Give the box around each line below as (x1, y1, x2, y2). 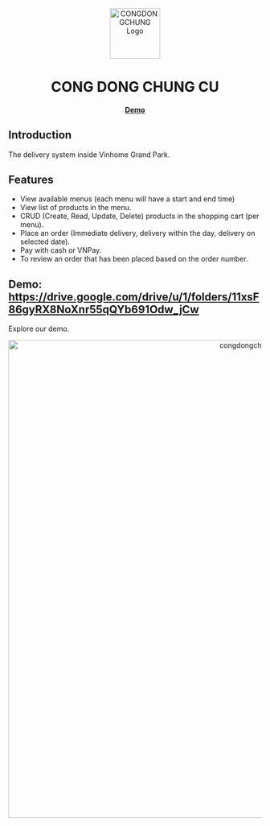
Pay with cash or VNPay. (19, 246, 102, 255)
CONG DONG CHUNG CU (51, 78, 219, 97)
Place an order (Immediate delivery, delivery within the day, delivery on (19, 229, 256, 238)
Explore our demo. (8, 324, 70, 334)
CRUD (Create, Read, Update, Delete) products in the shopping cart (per (19, 211, 260, 221)
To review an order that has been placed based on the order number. (19, 254, 248, 264)
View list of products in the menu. (19, 203, 132, 213)
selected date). (19, 237, 71, 246)
